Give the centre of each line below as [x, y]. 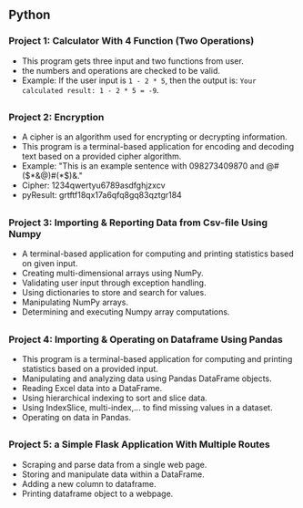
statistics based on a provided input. [90, 368]
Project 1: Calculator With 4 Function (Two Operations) [131, 41]
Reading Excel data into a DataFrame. [92, 388]
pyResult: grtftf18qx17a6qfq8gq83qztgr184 [102, 195]
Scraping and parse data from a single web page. [114, 464]
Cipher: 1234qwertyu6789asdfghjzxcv [93, 185]
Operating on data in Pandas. [76, 417]
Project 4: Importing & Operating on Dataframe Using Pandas [146, 339]
